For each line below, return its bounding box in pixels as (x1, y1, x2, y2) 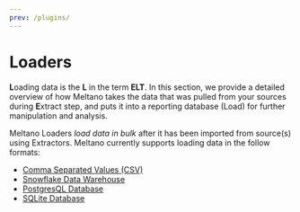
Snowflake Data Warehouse (22, 173, 126, 184)
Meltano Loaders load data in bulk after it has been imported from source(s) (9, 128, 292, 138)
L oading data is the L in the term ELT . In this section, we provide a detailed (9, 82, 286, 93)
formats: (9, 146, 40, 157)
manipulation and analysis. (9, 110, 108, 121)
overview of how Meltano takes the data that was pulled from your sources (9, 91, 287, 102)
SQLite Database (22, 192, 85, 203)
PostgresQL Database (22, 183, 104, 194)
